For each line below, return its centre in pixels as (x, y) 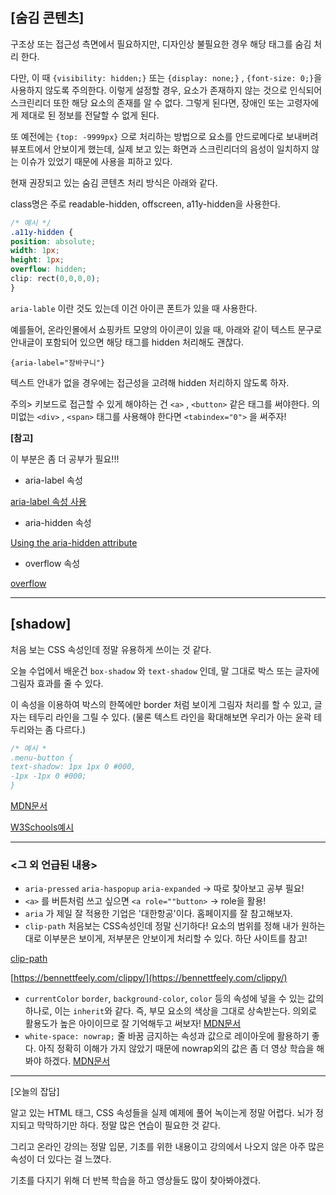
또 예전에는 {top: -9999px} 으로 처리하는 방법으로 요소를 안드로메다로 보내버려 (164, 136)
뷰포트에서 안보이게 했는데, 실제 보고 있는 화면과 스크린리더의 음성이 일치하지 (160, 149)
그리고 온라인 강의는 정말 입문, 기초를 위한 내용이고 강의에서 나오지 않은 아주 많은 (167, 1147)
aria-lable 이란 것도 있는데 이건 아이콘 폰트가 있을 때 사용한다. (134, 308)
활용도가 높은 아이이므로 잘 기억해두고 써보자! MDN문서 (133, 1024)
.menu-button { (42, 758)
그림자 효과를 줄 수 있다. (57, 683)
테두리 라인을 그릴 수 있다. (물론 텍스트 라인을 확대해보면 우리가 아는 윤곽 (170, 717)
